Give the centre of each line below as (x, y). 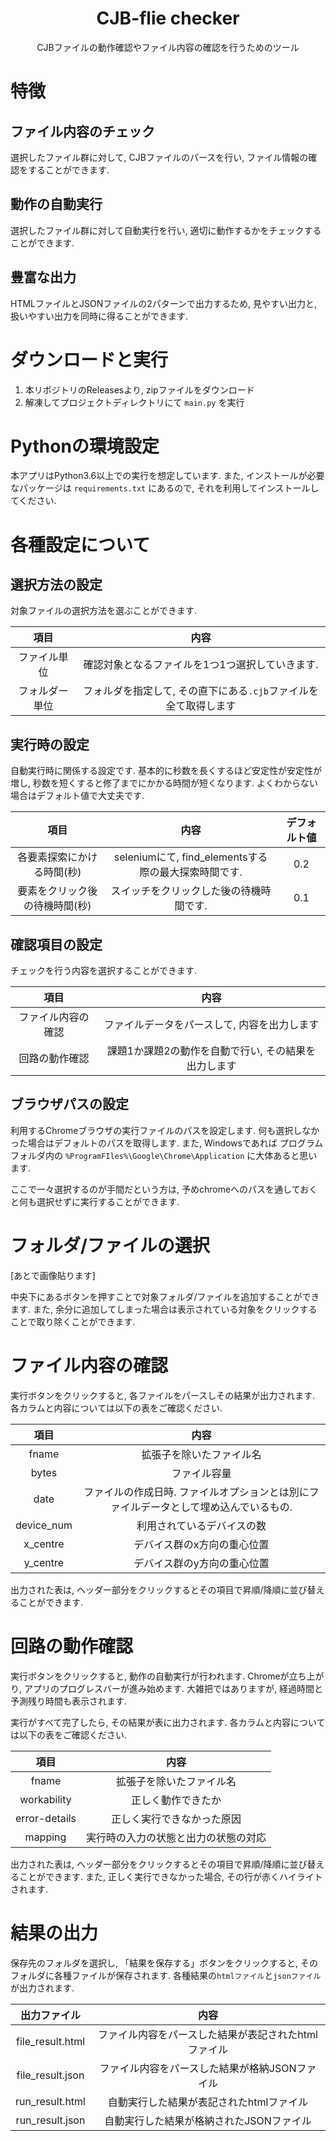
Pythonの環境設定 (85, 446)
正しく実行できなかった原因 (176, 1819)
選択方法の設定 (56, 585)
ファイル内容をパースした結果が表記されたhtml (208, 2034)
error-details (46, 1818)
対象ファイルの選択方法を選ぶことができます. (104, 611)
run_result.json (50, 2120)
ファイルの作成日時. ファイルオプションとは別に (196, 1492)
